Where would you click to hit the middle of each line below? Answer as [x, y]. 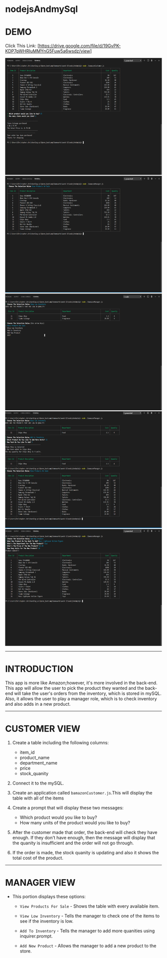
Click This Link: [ [22, 46]
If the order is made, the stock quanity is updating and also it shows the [85, 853]
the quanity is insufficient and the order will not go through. [73, 843]
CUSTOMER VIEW [43, 729]
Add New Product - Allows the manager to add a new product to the [88, 946]
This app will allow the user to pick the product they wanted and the [75, 688]
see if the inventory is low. [46, 921]
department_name [39, 763]
